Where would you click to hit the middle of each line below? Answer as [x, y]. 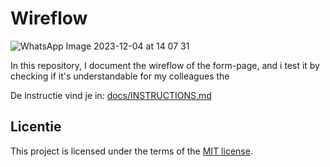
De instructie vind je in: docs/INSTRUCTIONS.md [111, 95]
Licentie [36, 127]
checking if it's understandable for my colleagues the [120, 76]
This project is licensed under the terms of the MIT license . [131, 151]
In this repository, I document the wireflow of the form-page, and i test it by [165, 65]
